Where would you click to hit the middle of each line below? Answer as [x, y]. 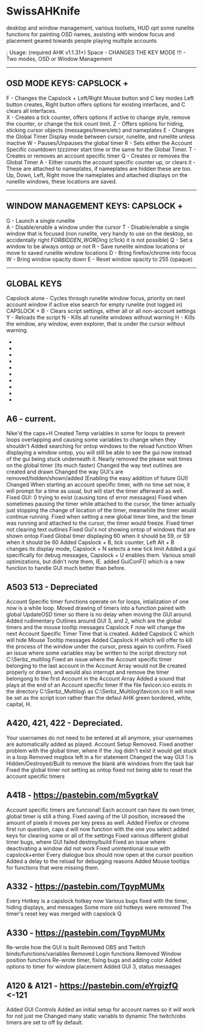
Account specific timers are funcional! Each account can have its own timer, [101, 810]
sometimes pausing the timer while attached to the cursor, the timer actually [101, 504]
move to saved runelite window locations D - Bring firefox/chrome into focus [101, 252]
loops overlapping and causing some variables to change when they [91, 440]
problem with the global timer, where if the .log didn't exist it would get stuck [101, 751]
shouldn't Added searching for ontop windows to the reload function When [99, 446]
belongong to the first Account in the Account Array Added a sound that [96, 678]
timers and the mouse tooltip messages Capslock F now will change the [96, 627]
